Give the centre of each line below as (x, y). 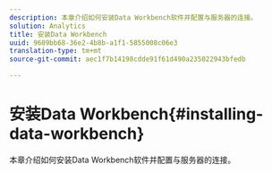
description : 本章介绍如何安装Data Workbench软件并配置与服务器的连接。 (133, 17)
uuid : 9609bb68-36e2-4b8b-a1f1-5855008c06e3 (93, 43)
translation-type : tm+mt (55, 51)
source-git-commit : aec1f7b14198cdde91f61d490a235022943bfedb (127, 59)
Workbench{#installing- (171, 114)
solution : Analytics (48, 26)
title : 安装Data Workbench (58, 34)
